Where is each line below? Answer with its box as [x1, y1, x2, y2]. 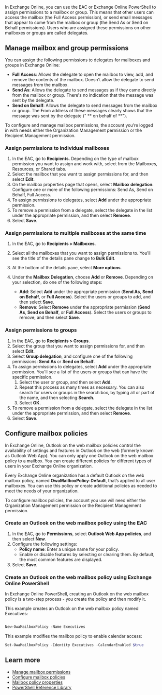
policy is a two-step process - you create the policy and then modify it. [5, 596, 147, 602]
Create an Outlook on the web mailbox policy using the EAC [5, 520, 147, 526]
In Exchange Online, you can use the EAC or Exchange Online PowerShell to [5, 4, 156, 10]
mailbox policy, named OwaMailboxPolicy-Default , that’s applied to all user [5, 477, 156, 483]
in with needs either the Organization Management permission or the [5, 127, 142, 133]
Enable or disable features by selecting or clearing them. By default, [19, 551, 155, 557]
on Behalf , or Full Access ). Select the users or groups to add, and [19, 294, 151, 300]
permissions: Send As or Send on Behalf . [12, 358, 95, 364]
